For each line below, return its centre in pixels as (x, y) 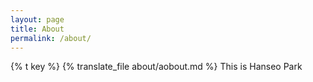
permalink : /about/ (51, 38)
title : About (37, 29)
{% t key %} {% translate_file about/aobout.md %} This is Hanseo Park (156, 67)
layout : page (37, 19)
